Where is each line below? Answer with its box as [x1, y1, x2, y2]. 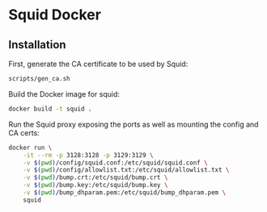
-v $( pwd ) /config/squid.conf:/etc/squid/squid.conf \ [23, 159, 208, 167]
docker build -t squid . [8, 105, 92, 113]
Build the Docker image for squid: [8, 89, 120, 98]
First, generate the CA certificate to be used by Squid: [8, 59, 189, 69]
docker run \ [8, 143, 53, 152]
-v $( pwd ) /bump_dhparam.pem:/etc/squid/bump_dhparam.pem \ [23, 189, 227, 197]
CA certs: [8, 127, 40, 138]
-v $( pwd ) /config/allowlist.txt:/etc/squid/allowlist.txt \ [23, 166, 230, 174]
